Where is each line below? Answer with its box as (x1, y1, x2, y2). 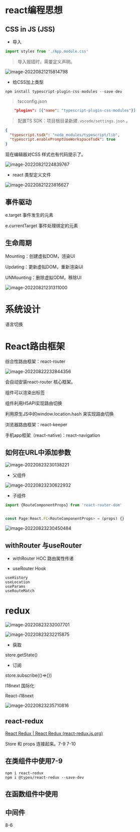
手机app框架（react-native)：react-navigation (5, 432, 100, 438)
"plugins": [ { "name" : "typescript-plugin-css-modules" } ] (14, 108, 136, 113)
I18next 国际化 (5, 682, 35, 689)
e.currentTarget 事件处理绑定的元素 (5, 222, 78, 229)
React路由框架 (5, 340, 65, 352)
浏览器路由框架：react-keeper (5, 421, 68, 427)
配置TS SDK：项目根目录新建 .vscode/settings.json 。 (17, 118, 130, 124)
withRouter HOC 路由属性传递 (12, 556, 74, 561)
